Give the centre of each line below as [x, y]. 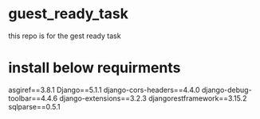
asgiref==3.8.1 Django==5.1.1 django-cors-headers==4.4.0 [104, 90]
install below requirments [95, 68]
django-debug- [227, 90]
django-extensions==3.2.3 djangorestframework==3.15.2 [153, 98]
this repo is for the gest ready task [65, 36]
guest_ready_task [69, 14]
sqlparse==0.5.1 [35, 106]
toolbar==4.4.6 [33, 98]
